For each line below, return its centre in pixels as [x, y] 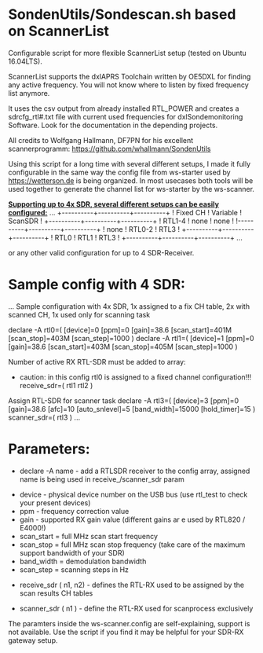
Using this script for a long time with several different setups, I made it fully [130, 163]
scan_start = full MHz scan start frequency [89, 536]
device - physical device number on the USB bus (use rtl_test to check [133, 494]
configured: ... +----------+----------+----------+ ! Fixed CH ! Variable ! [125, 212]
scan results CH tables [56, 593]
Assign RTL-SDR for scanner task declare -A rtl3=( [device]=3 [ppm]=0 [124, 400]
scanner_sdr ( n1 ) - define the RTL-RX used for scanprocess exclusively [136, 608]
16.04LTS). [26, 61]
